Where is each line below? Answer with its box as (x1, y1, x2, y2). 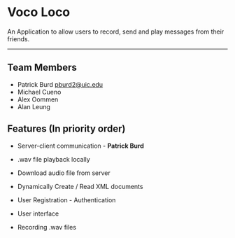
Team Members (7, 62, 77, 73)
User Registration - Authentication (17, 195, 116, 204)
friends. (7, 34, 30, 43)
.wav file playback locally (17, 155, 91, 163)
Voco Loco (7, 4, 71, 20)
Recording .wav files (17, 223, 77, 231)
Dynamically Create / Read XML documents (17, 182, 143, 190)
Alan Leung (17, 102, 51, 111)
